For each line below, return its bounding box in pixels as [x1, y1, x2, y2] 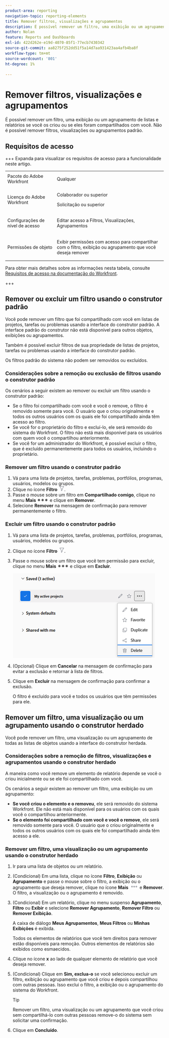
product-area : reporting [5, 8, 57, 13]
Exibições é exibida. [12, 925, 55, 932]
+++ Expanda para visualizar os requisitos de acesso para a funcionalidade [5, 156, 161, 161]
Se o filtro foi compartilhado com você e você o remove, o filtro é [12, 403, 148, 409]
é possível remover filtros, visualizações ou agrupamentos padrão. [5, 127, 143, 133]
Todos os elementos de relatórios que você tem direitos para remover [12, 935, 157, 941]
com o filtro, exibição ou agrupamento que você [57, 244, 156, 250]
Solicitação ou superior [57, 202, 105, 207]
